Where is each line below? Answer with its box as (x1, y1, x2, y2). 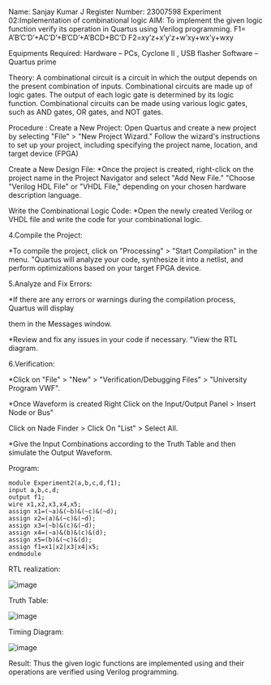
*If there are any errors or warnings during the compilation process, (8, 295, 236, 304)
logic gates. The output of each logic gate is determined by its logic (8, 90, 234, 100)
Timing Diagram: (8, 627, 64, 636)
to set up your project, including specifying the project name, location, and (8, 140, 258, 149)
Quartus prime (8, 57, 57, 66)
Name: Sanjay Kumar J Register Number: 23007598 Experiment (8, 7, 222, 16)
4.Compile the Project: (8, 230, 83, 240)
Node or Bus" (8, 408, 54, 417)
